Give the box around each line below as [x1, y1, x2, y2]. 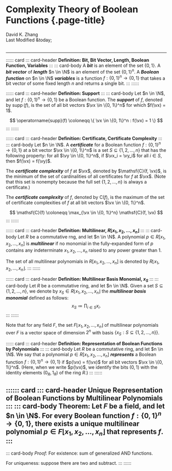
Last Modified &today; [6, 37, 53, 43]
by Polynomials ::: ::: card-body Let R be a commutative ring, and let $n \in [6, 346, 164, 352]
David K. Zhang [6, 31, 38, 37]
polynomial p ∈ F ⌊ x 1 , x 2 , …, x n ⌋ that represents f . [6, 427, 163, 437]
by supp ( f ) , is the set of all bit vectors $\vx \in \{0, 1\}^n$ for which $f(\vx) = [6, 102, 166, 108]
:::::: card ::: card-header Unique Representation [6, 386, 163, 394]
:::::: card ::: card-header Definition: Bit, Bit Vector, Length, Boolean [6, 57, 150, 63]
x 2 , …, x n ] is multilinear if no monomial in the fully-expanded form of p [6, 240, 154, 248]
